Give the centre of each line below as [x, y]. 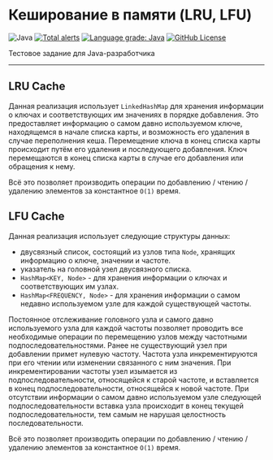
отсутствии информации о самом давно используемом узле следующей [135, 397]
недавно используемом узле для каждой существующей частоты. [136, 303]
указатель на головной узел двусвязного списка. [106, 269]
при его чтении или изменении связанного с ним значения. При [120, 362]
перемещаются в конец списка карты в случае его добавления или [126, 158]
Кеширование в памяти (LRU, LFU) [130, 15]
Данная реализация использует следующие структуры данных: [119, 236]
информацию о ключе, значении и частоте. [95, 260]
